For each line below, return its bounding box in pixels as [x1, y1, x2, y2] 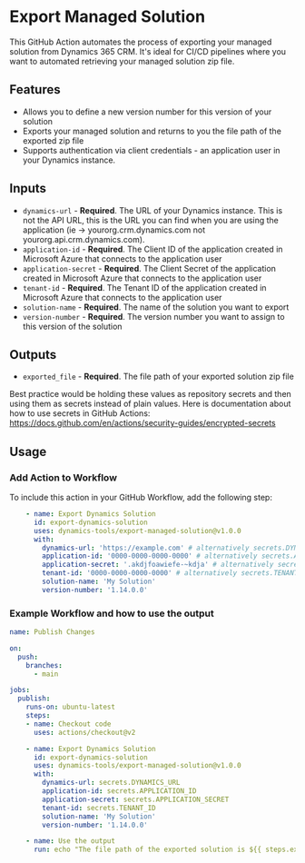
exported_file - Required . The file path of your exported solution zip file [22, 371, 295, 382]
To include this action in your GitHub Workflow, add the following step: [9, 492, 272, 503]
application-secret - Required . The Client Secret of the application [22, 263, 277, 273]
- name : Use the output [25, 837, 116, 846]
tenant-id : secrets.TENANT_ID [42, 803, 156, 812]
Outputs [9, 347, 57, 362]
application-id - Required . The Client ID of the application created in [22, 243, 283, 254]
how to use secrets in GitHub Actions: [9, 408, 151, 419]
